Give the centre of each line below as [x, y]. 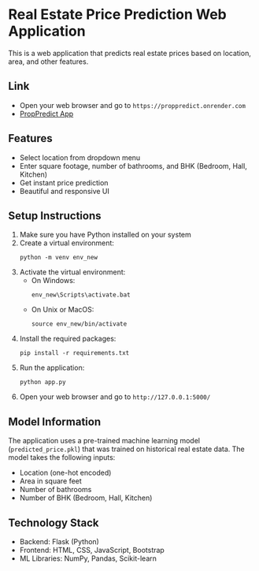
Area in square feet [51, 481]
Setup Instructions [55, 216]
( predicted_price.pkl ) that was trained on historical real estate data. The [127, 449]
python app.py [43, 383]
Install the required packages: [68, 339]
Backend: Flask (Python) [59, 541]
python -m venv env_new [59, 258]
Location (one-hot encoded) [65, 473]
